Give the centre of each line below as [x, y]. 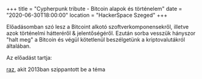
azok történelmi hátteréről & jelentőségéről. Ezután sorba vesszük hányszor [101, 33]
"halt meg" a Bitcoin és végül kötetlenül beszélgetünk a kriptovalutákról [96, 39]
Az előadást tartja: [29, 58]
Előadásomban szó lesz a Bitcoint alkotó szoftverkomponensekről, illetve [98, 27]
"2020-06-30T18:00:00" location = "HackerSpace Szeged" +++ [87, 15]
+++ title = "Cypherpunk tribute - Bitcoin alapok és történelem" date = [94, 9]
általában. [19, 46]
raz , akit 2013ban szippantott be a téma [56, 69]
